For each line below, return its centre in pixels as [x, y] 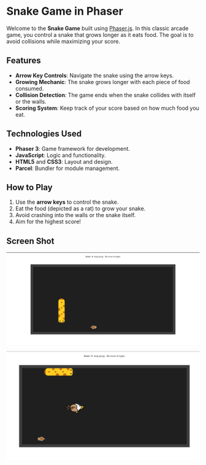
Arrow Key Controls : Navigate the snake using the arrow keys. [94, 75]
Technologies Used [44, 134]
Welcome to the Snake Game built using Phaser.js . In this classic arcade [97, 28]
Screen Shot [30, 241]
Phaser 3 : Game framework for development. [73, 148]
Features [24, 60]
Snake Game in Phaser [65, 11]
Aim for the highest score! [48, 221]
